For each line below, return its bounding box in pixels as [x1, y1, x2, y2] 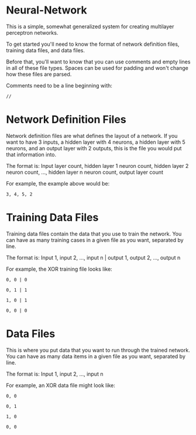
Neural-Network [6, 4, 87, 17]
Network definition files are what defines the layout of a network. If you [6, 132, 178, 139]
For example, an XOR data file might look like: [6, 382, 115, 389]
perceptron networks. [6, 29, 59, 36]
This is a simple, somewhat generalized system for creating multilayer [6, 23, 174, 30]
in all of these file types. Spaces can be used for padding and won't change [6, 64, 188, 71]
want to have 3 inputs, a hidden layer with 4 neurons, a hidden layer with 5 [6, 139, 185, 146]
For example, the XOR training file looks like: [6, 265, 112, 272]
